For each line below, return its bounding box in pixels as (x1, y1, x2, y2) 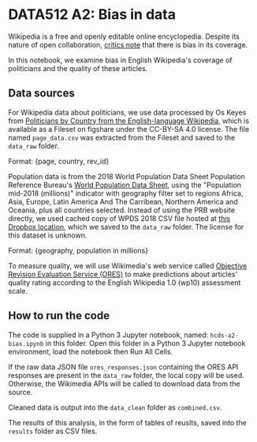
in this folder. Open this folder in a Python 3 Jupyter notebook (45, 338, 246, 348)
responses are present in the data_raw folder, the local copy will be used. (8, 370, 244, 380)
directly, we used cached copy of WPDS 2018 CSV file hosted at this (8, 213, 231, 223)
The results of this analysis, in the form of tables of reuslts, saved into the (8, 418, 247, 427)
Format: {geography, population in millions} (8, 245, 148, 255)
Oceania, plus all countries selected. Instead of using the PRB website (8, 205, 235, 215)
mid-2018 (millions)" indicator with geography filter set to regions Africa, (8, 188, 244, 198)
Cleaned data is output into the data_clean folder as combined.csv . (8, 403, 222, 412)
